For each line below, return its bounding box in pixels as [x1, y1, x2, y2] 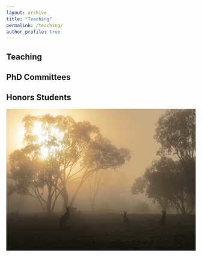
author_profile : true [6, 29, 61, 35]
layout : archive [6, 10, 47, 16]
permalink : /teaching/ [6, 22, 63, 28]
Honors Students [6, 92, 72, 103]
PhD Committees [6, 72, 71, 82]
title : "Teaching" [6, 16, 52, 22]
